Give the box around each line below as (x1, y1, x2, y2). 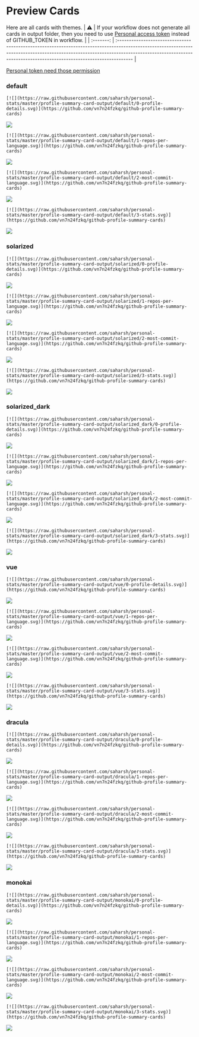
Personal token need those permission (6, 67, 100, 74)
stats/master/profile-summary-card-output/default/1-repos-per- (6, 138, 169, 144)
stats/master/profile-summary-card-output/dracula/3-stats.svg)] (6, 848, 171, 854)
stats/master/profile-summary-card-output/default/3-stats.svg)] (6, 212, 171, 218)
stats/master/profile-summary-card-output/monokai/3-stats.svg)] (6, 1008, 171, 1015)
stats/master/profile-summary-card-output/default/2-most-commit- (6, 175, 174, 181)
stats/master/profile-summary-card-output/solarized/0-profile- (6, 261, 169, 267)
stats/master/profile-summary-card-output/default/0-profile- (6, 101, 163, 106)
